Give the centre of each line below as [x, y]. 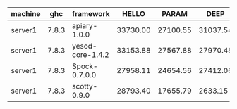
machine [26, 14]
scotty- [85, 86]
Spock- [85, 66]
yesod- [84, 46]
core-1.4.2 [90, 54]
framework [91, 14]
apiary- [85, 26]
